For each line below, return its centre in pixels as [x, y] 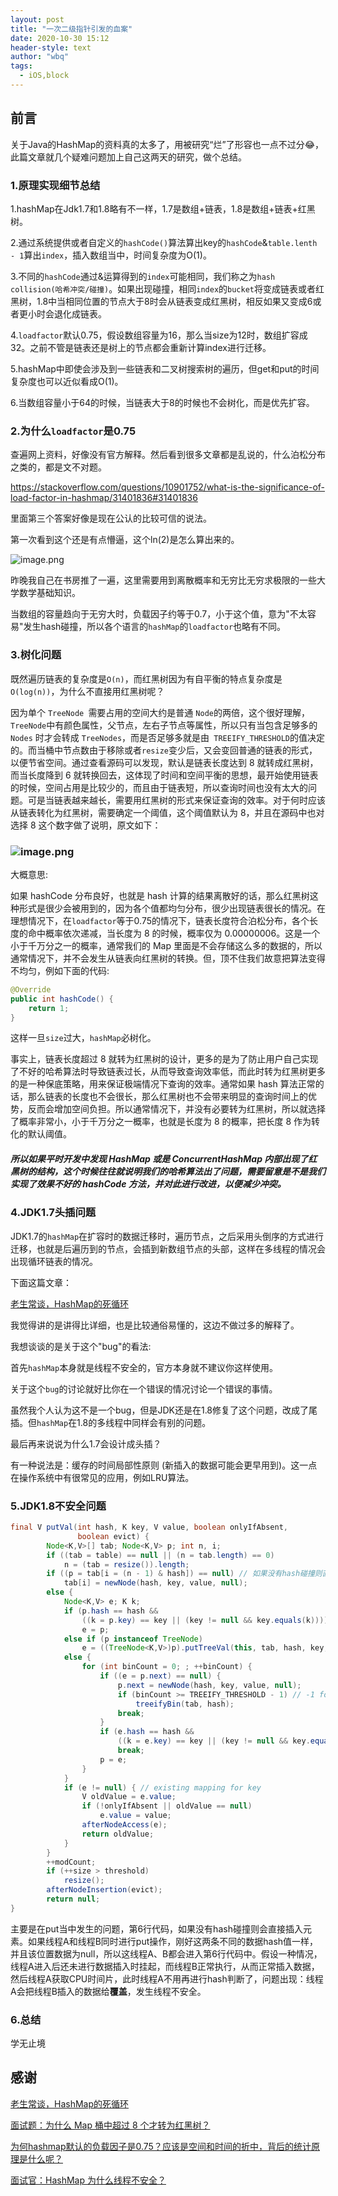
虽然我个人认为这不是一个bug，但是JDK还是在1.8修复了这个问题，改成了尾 [164, 1410]
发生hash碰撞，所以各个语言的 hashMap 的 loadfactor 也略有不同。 [155, 627]
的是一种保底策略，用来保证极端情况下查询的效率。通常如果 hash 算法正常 [163, 1084]
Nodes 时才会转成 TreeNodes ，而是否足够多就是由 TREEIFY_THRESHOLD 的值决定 [167, 737]
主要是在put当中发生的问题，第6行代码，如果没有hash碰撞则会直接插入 [156, 1928]
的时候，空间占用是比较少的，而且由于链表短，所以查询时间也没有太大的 [159, 787]
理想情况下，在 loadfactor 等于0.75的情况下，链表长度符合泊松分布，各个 [160, 920]
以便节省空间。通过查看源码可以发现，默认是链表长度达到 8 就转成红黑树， [164, 762]
